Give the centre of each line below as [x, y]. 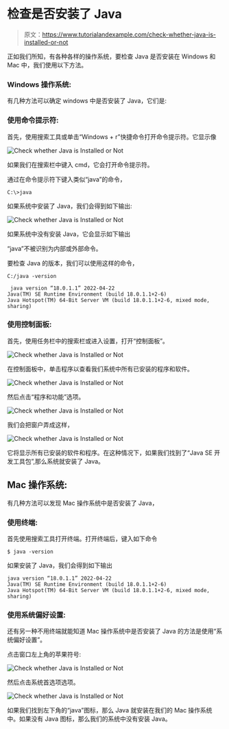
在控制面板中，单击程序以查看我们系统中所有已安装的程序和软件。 [100, 369]
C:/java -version [32, 276]
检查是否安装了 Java [64, 14]
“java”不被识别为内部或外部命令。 [55, 248]
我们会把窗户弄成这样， [40, 424]
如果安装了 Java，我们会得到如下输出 [60, 565]
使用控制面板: [29, 325]
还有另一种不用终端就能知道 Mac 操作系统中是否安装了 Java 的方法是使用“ [112, 631]
